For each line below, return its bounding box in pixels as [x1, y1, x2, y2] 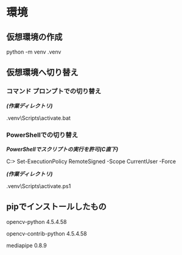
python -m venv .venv [6, 48, 61, 55]
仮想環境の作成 [6, 32, 63, 42]
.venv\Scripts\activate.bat [6, 114, 71, 122]
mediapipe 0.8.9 [6, 242, 47, 249]
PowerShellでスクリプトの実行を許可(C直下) [6, 145, 119, 153]
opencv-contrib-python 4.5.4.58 [6, 229, 87, 237]
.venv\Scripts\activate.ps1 [6, 182, 71, 189]
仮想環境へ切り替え [6, 68, 79, 78]
